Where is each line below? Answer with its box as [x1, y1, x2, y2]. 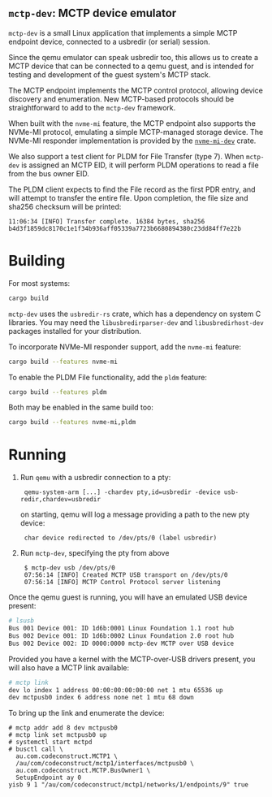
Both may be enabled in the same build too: [8, 402, 154, 413]
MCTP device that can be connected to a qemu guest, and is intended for [8, 61, 254, 71]
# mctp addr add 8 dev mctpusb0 [8, 724, 118, 732]
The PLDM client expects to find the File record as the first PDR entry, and [8, 184, 256, 194]
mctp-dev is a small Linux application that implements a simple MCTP [8, 28, 238, 37]
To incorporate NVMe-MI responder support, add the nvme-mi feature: [8, 341, 242, 352]
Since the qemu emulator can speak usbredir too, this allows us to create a [8, 52, 258, 62]
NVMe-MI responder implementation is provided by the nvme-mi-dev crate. [8, 136, 257, 145]
